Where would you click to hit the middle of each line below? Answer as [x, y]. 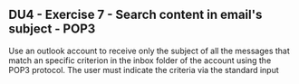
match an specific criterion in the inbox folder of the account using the [140, 60]
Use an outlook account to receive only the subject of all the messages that [149, 51]
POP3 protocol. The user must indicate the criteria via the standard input [144, 70]
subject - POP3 [52, 29]
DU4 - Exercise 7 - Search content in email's [135, 15]
